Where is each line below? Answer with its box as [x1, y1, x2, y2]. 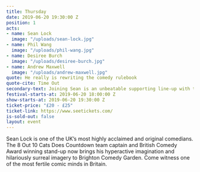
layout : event [6, 119, 42, 125]
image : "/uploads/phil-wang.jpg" [11, 47, 95, 53]
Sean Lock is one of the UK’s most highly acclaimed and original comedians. [6, 135, 193, 142]
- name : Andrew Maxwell [6, 63, 65, 70]
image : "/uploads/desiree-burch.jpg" [11, 58, 105, 64]
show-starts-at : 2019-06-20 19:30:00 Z [6, 97, 105, 103]
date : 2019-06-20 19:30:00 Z [6, 14, 79, 20]
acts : [6, 25, 20, 31]
